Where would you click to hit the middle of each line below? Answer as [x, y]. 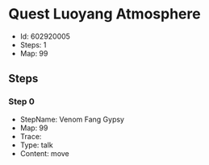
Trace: [31, 136]
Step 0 [21, 101]
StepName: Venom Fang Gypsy [72, 119]
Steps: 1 [33, 44]
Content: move [45, 153]
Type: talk [37, 145]
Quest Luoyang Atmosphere [104, 14]
